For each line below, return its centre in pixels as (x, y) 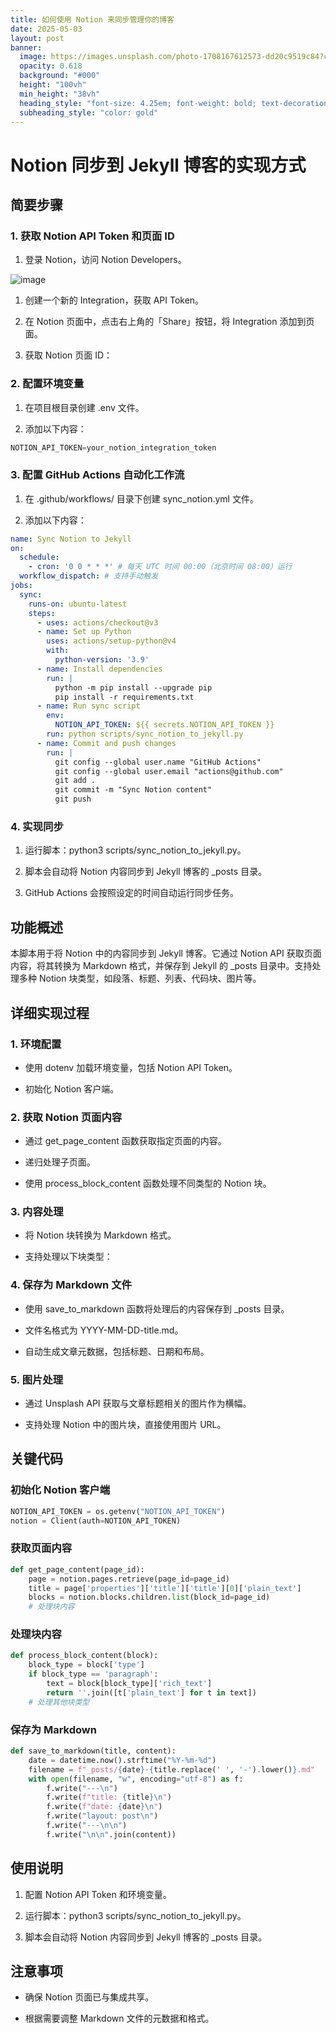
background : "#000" (60, 76)
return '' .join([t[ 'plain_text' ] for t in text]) (151, 1692)
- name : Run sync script (88, 706)
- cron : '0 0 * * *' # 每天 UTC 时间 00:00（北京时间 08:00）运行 (160, 567)
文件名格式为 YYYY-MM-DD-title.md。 (104, 1330)
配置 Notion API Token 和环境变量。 (98, 1894)
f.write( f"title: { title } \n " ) (109, 1797)
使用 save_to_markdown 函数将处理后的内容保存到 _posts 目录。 (157, 1308)
